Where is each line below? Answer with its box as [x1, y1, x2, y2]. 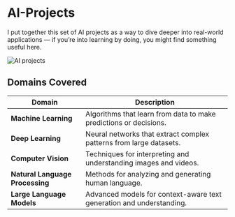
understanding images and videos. [85, 158, 199, 167]
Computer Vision [10, 154, 69, 163]
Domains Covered [7, 77, 87, 89]
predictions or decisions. [85, 117, 166, 127]
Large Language [10, 189, 66, 199]
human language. [85, 178, 143, 188]
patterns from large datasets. [85, 137, 181, 147]
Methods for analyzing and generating [85, 169, 211, 179]
